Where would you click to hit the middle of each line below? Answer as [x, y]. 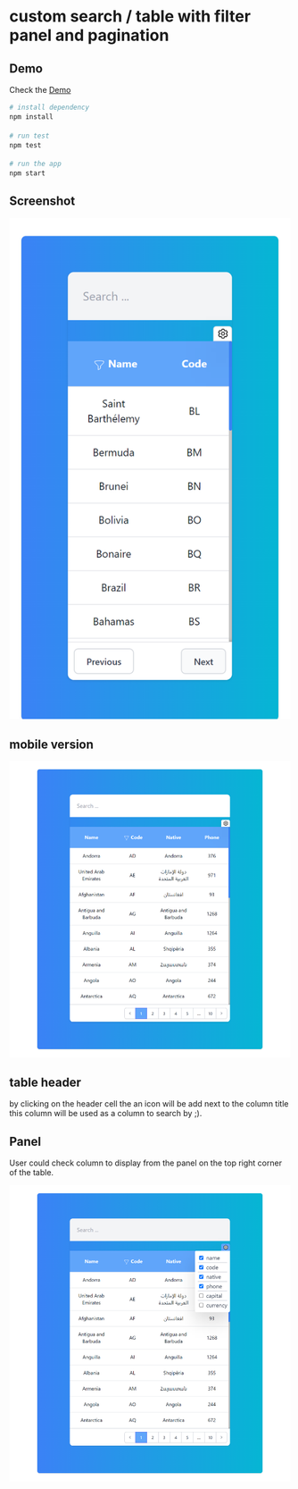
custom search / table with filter [130, 17]
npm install [31, 117]
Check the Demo [40, 90]
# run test [29, 136]
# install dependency [50, 107]
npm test [25, 145]
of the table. [32, 1173]
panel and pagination [89, 35]
